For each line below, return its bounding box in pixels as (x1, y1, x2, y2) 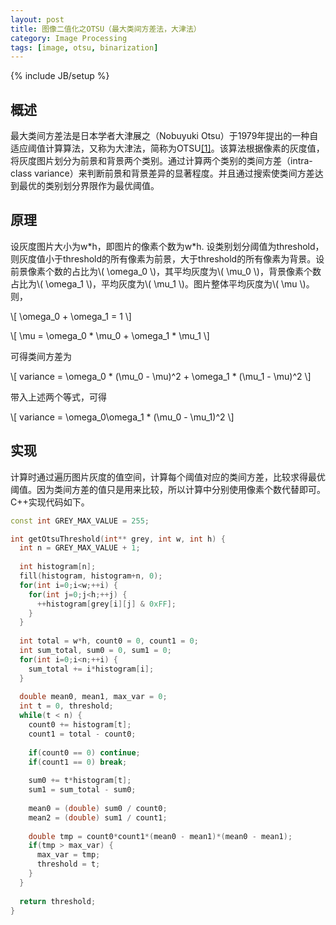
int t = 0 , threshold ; (19, 701, 114, 711)
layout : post (10, 14, 65, 25)
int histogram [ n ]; (19, 562, 97, 572)
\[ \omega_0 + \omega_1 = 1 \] (10, 310, 132, 322)
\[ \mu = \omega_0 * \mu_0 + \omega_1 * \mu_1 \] (10, 329, 210, 341)
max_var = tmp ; (36, 850, 101, 860)
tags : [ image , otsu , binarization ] (10, 42, 159, 53)
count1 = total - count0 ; (28, 729, 137, 739)
